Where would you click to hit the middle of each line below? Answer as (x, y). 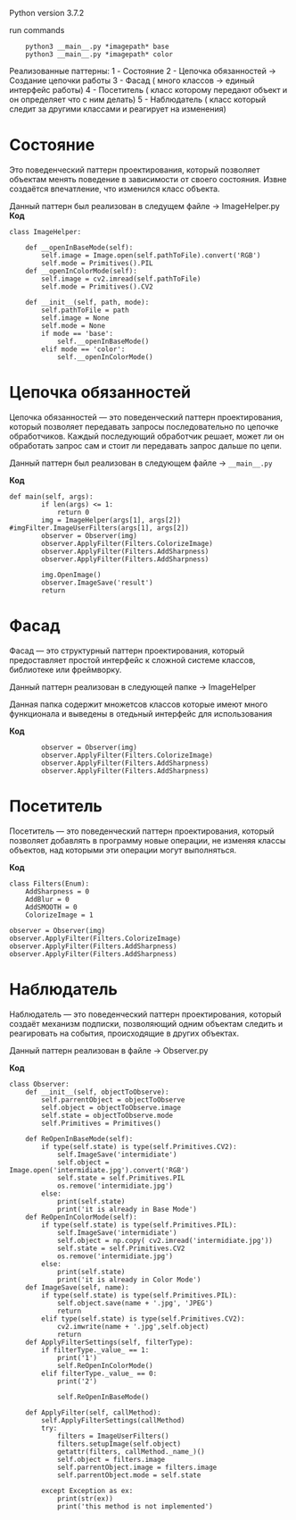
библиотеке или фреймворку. (66, 669)
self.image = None (75, 318)
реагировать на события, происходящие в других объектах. (124, 1033)
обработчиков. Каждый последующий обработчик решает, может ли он (147, 436)
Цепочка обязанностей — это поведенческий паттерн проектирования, (146, 417)
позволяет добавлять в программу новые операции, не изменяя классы (148, 840)
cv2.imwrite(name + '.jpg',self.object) (133, 1326)
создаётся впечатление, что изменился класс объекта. (115, 189)
